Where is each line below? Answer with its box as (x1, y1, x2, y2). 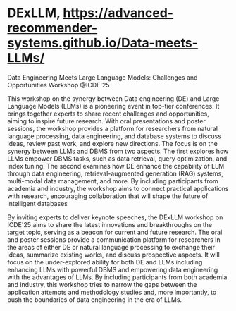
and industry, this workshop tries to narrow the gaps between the (7, 280, 197, 288)
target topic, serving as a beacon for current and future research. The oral (7, 228, 223, 236)
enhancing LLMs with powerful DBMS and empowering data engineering (7, 265, 218, 274)
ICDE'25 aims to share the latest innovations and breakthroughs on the (7, 220, 213, 228)
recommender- (7, 20, 98, 36)
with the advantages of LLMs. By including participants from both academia (7, 273, 228, 281)
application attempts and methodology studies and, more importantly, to (7, 288, 217, 296)
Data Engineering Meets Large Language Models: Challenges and (7, 73, 198, 82)
